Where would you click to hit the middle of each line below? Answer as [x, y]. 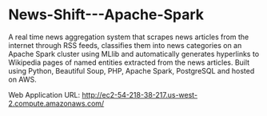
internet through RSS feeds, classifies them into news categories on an [125, 45]
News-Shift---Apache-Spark [106, 15]
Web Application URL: [44, 94]
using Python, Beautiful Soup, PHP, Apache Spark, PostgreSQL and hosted [132, 70]
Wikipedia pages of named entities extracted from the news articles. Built [129, 62]
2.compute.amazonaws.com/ [56, 103]
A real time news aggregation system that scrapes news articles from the [129, 37]
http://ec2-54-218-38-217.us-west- [140, 94]
